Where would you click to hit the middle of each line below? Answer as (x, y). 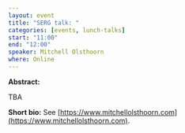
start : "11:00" (33, 37)
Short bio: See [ (34, 112)
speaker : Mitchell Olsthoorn (56, 52)
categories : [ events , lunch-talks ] (67, 30)
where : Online (32, 60)
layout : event (32, 15)
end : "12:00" (30, 45)
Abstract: (24, 81)
